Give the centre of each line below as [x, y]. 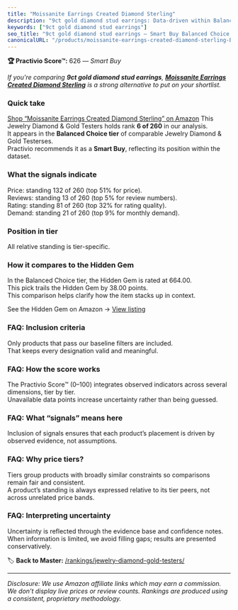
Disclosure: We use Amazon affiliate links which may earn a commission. [114, 583]
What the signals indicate [52, 174]
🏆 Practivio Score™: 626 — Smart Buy [64, 61]
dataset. [19, 156]
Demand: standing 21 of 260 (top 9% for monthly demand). [93, 213]
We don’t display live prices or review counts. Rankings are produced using [118, 591]
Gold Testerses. [30, 141]
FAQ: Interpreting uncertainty [59, 516]
